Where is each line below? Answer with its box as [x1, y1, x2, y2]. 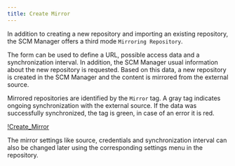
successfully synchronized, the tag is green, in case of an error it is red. [7, 109, 215, 117]
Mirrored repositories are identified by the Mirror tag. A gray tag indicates [7, 94, 221, 102]
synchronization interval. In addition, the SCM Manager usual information [7, 57, 219, 67]
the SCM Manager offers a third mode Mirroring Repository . [7, 36, 184, 46]
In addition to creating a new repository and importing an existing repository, [7, 29, 229, 38]
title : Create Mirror [7, 10, 71, 18]
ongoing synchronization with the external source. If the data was [7, 101, 197, 109]
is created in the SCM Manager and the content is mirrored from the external [7, 73, 229, 81]
